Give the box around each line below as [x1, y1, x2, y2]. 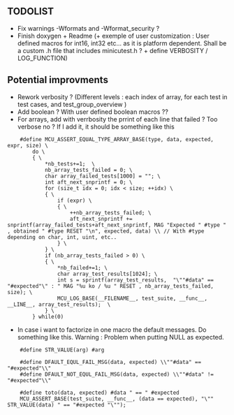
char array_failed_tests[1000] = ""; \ [44, 173, 161, 180]
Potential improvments [7, 74, 108, 86]
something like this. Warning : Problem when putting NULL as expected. [17, 333, 225, 341]
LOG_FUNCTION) [17, 54, 68, 62]
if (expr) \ [57, 197, 92, 204]
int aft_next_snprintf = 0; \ [44, 178, 133, 186]
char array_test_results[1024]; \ [57, 270, 158, 277]
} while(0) [32, 313, 64, 320]
